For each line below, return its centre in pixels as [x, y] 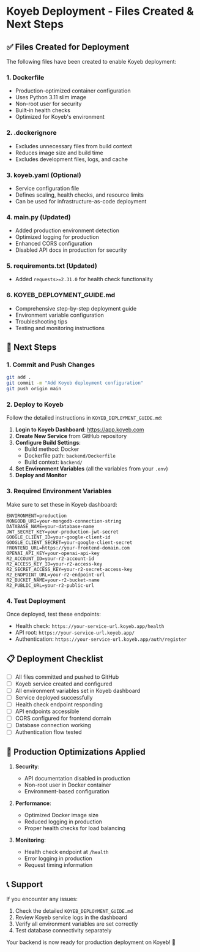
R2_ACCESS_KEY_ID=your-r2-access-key [54, 564]
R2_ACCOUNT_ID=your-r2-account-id [50, 559]
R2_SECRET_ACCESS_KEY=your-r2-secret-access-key [69, 569]
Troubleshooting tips [41, 321]
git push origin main [34, 389]
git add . [19, 377]
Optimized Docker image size [61, 815]
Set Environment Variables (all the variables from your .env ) [91, 469]
